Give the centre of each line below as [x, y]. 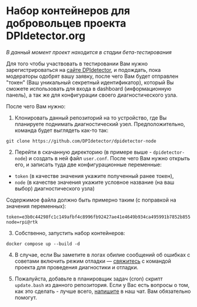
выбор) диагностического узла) [55, 188]
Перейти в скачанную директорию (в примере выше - [83, 152]
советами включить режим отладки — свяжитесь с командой [93, 261]
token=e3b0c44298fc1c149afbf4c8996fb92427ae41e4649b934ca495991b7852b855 [98, 217]
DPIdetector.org [46, 36]
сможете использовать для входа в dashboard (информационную [89, 88]
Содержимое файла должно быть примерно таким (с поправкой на [91, 200]
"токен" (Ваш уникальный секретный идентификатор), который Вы [90, 82]
